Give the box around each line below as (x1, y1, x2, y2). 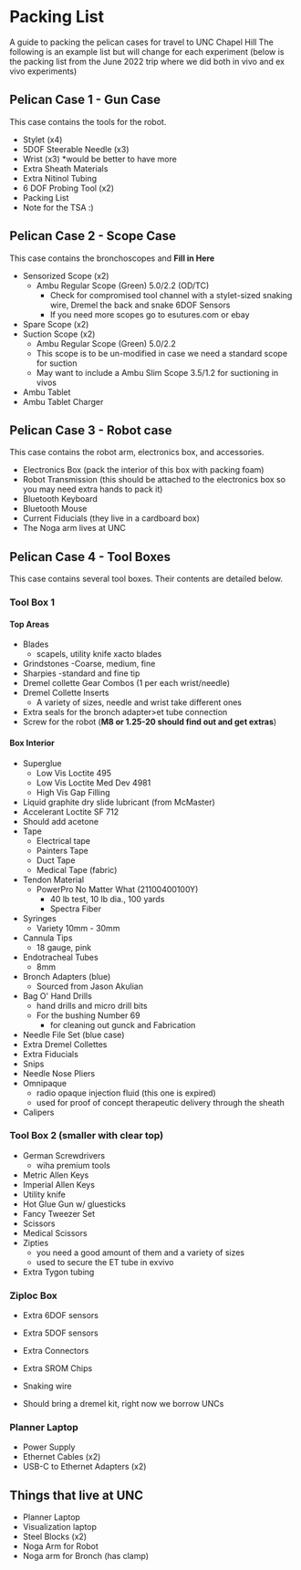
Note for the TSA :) (22, 202, 94, 213)
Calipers (22, 1107, 55, 1118)
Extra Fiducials (22, 1048, 79, 1059)
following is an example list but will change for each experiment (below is (9, 46, 285, 57)
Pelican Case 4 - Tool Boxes (9, 549, 171, 565)
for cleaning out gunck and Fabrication (49, 1019, 196, 1030)
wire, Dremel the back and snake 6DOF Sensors (49, 299, 231, 310)
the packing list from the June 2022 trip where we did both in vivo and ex (9, 56, 285, 67)
